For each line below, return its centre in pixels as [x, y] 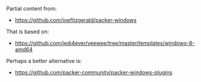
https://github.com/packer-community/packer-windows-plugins [94, 72]
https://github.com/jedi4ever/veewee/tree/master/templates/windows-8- [105, 43]
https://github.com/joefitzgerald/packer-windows [76, 20]
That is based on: [28, 31]
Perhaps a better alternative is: [44, 61]
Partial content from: [31, 9]
